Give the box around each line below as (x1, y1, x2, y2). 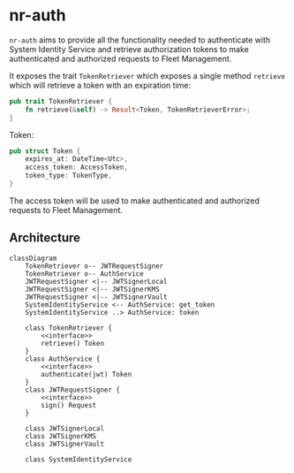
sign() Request (41, 401, 97, 409)
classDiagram (9, 254, 57, 263)
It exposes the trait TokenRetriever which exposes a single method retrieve (9, 70, 285, 80)
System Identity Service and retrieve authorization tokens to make (9, 43, 249, 54)
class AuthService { (25, 355, 101, 363)
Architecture (9, 231, 81, 246)
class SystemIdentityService (25, 454, 132, 464)
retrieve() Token (41, 339, 104, 347)
